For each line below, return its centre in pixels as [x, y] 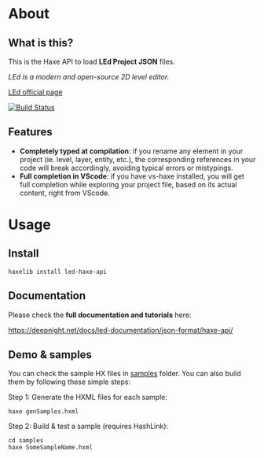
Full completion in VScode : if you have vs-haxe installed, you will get [132, 176]
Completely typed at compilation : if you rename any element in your [131, 151]
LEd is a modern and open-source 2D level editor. [89, 77]
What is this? [41, 43]
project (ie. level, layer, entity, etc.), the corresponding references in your [137, 159]
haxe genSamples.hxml [44, 412]
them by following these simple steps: [70, 382]
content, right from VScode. [64, 193]
